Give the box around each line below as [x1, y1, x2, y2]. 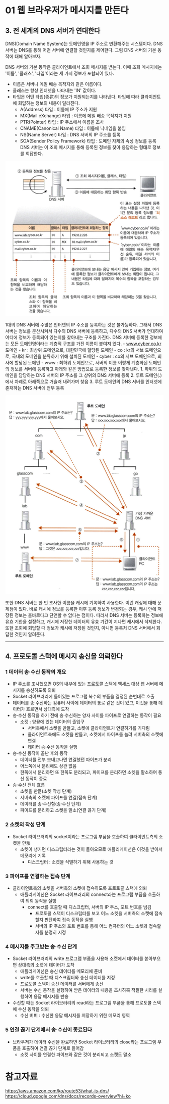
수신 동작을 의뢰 [18, 1006, 49, 1012]
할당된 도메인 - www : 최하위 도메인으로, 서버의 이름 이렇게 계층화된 [14, 360, 148, 366]
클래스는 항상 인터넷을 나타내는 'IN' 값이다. [12, 87, 97, 93]
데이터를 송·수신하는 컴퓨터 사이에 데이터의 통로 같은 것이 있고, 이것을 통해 [12, 700, 157, 706]
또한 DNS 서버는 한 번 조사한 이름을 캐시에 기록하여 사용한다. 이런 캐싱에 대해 [5, 599, 157, 605]
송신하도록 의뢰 [26, 687, 56, 693]
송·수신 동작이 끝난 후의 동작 [12, 750, 68, 756]
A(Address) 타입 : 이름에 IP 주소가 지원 [20, 107, 97, 112]
